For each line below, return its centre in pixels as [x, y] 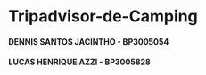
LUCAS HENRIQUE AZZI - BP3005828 [79, 62]
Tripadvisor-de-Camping [103, 17]
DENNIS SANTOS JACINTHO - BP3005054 [89, 41]
